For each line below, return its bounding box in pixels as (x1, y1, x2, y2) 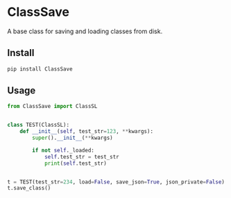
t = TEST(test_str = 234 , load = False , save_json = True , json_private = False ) (7, 178, 225, 186)
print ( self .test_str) (44, 160, 108, 167)
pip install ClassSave (7, 65, 73, 73)
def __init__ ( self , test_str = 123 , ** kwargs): (19, 128, 154, 135)
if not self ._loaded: (32, 147, 95, 154)
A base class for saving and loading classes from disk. (7, 27, 163, 35)
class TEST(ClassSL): (7, 122, 70, 129)
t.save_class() (7, 185, 51, 192)
